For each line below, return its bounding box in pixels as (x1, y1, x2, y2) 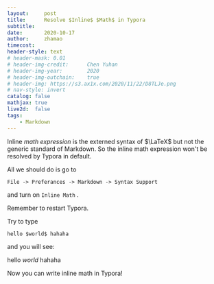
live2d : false (7, 106, 51, 113)
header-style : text (7, 49, 63, 56)
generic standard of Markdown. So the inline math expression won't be (7, 145, 208, 153)
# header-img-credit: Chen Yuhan (7, 61, 118, 68)
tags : (7, 112, 23, 119)
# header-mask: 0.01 (7, 55, 67, 62)
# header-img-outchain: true (7, 73, 99, 81)
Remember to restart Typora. (7, 204, 89, 212)
